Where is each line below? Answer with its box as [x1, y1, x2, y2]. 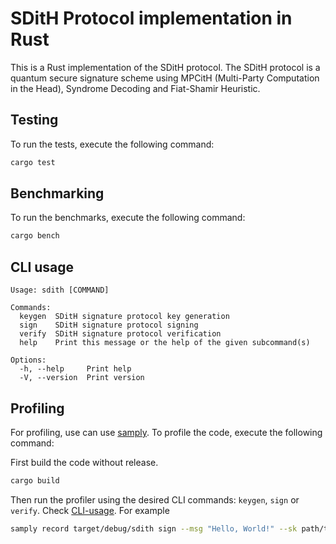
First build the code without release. [10, 456, 159, 468]
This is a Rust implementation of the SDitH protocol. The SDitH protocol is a [10, 61, 321, 73]
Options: [10, 355, 47, 366]
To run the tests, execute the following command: [10, 138, 215, 150]
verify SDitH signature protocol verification [19, 329, 222, 339]
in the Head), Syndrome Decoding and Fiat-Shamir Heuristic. [10, 82, 261, 94]
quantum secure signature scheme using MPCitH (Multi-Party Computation [10, 72, 320, 84]
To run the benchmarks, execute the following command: [10, 212, 246, 224]
